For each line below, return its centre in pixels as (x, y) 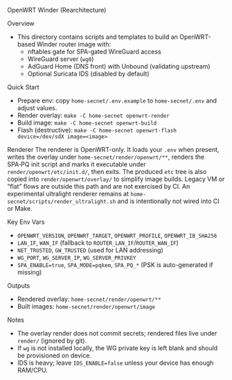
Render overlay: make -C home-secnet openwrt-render (93, 115)
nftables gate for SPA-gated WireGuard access (94, 52)
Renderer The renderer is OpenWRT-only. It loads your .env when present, (113, 149)
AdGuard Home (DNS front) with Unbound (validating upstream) (119, 66)
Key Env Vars (26, 222)
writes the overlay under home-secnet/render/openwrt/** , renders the (106, 157)
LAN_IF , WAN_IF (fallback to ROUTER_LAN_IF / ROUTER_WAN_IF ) (98, 243)
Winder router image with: (74, 44)
